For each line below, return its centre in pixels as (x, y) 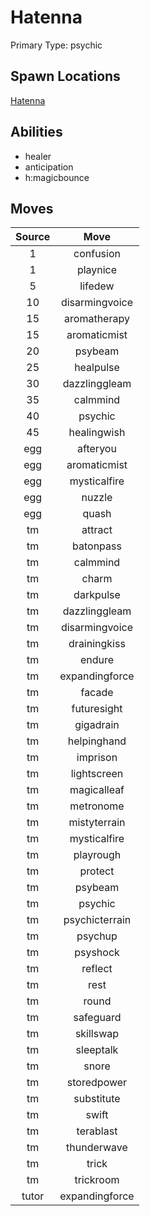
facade (97, 693)
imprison (97, 758)
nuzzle (97, 498)
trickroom (97, 1180)
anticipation (49, 167)
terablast (97, 1131)
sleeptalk (97, 1050)
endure (97, 660)
